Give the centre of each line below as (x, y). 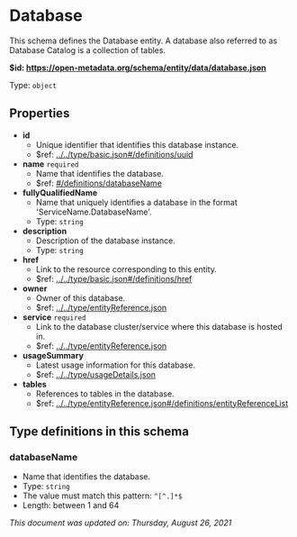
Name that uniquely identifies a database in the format (136, 202)
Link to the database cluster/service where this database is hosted (159, 326)
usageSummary (53, 355)
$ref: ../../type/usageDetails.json (95, 374)
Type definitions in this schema (99, 432)
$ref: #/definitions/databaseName (99, 183)
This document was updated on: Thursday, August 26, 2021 (121, 523)
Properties (40, 114)
